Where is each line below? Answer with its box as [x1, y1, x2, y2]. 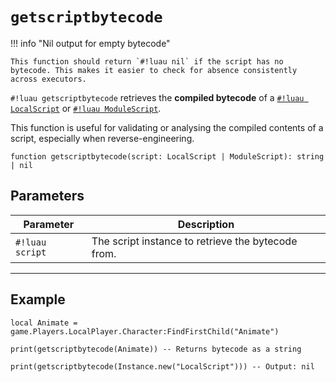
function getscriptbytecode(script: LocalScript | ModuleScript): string [10, 151, 325, 162]
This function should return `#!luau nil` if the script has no [10, 56, 284, 67]
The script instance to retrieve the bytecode [91, 234, 298, 248]
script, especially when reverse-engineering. [10, 132, 195, 144]
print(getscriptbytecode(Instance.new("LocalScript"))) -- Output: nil [10, 361, 315, 372]
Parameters [10, 188, 85, 205]
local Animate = [10, 318, 78, 328]
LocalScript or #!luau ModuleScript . [10, 102, 162, 114]
